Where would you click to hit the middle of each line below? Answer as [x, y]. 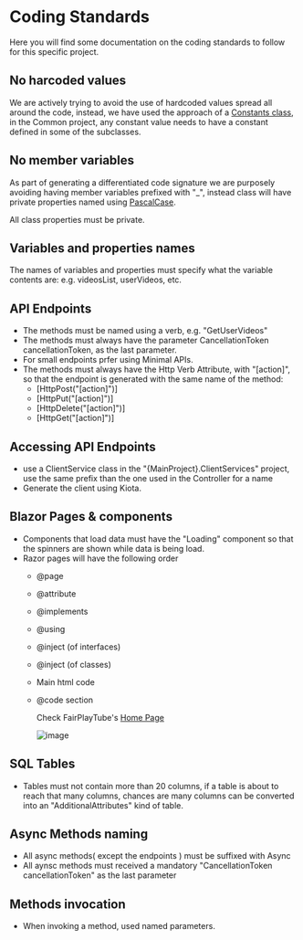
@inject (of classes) [73, 664]
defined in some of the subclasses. [75, 132]
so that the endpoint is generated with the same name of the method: [153, 379]
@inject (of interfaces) [78, 647]
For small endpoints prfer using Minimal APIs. [108, 360]
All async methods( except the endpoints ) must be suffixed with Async [157, 856]
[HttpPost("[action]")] [77, 389]
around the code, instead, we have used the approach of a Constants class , [151, 112]
